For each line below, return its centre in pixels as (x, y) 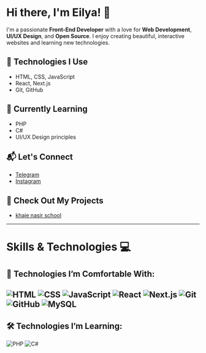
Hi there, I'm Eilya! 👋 (59, 13)
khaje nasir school (38, 215)
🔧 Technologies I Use (47, 62)
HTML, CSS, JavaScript (45, 77)
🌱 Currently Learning (47, 109)
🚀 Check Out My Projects (55, 200)
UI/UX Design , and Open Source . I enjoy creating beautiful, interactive (96, 36)
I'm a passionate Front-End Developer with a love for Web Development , (99, 29)
